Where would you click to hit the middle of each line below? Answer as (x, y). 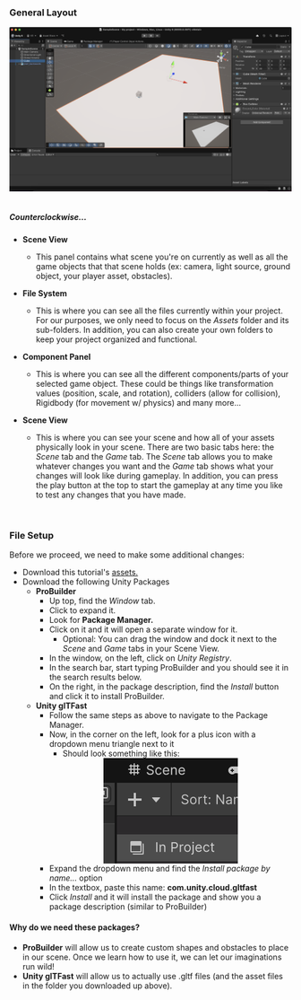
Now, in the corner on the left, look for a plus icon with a (152, 734)
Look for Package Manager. (101, 620)
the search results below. (95, 677)
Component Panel (56, 357)
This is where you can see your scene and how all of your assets (155, 438)
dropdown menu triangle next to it (112, 744)
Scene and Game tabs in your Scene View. (141, 649)
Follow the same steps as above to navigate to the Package (159, 715)
